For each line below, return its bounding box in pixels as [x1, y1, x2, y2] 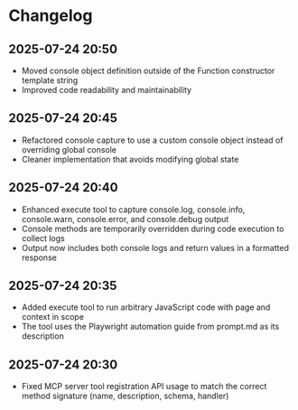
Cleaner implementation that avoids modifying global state [21, 154, 239, 164]
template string [21, 75, 79, 86]
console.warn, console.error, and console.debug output [21, 213, 229, 224]
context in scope [21, 312, 85, 322]
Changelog [8, 5, 93, 26]
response [21, 252, 58, 263]
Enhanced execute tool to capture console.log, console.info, [21, 204, 246, 215]
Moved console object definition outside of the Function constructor [21, 65, 275, 76]
